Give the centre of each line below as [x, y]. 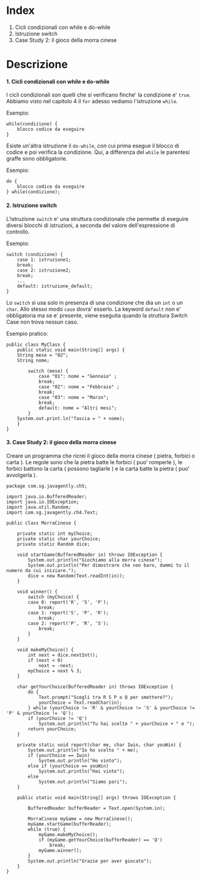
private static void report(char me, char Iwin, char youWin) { [99, 745]
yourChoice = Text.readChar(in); [80, 703]
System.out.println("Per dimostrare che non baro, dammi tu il [109, 565]
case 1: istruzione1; [44, 260]
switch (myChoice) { [54, 597]
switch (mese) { [48, 371]
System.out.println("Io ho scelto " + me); [83, 750]
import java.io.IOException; [43, 502]
